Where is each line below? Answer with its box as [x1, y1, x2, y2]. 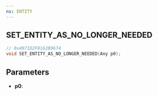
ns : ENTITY [6, 8, 33, 15]
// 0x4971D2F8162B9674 [6, 45, 61, 51]
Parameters [6, 67, 50, 77]
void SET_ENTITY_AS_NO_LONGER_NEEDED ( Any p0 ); [6, 51, 121, 57]
